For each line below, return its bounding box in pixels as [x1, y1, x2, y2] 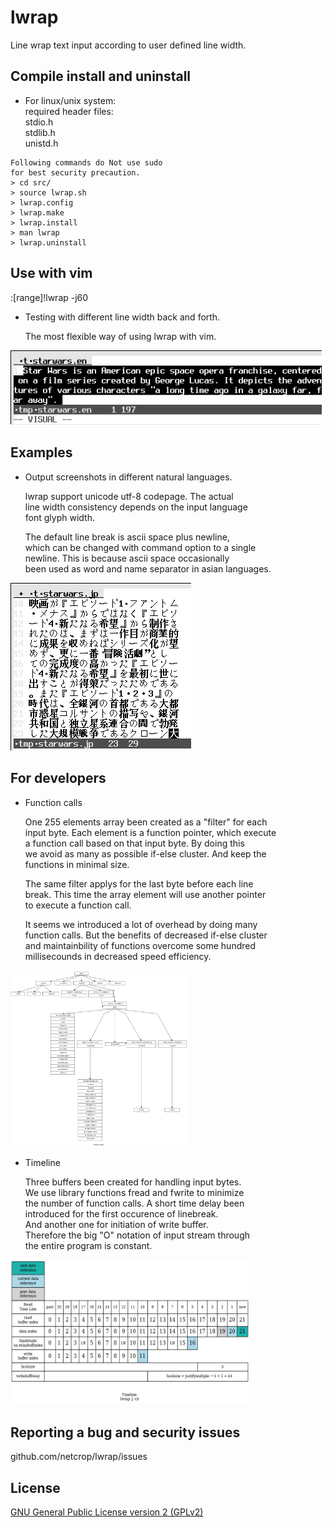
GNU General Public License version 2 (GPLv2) [10, 1506, 204, 1518]
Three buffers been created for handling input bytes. [24, 1176, 242, 1188]
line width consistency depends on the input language [24, 501, 248, 513]
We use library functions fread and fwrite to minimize [24, 1186, 245, 1198]
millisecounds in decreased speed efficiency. [24, 950, 212, 962]
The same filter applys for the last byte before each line [24, 877, 254, 890]
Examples [10, 444, 73, 461]
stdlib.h [24, 126, 56, 138]
